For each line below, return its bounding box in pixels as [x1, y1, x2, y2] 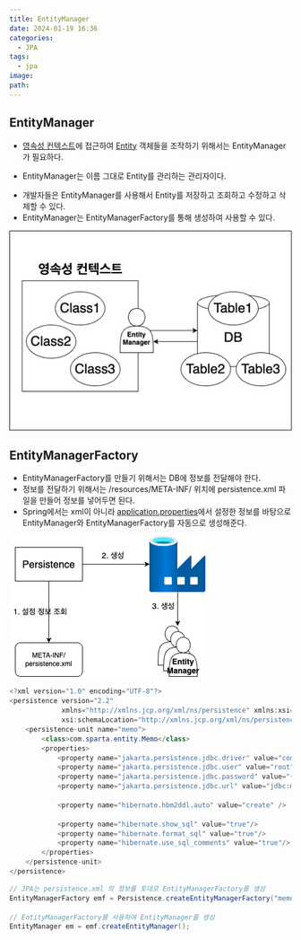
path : [9, 81, 30, 90]
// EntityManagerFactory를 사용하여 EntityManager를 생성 [9, 912, 215, 922]
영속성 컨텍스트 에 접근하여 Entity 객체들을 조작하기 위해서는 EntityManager [21, 140, 287, 151]
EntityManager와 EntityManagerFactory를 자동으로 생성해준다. [21, 517, 247, 529]
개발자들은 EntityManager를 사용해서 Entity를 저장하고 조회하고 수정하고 [21, 189, 278, 200]
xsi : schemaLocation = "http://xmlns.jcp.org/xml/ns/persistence [61, 716, 298, 725]
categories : [9, 33, 54, 42]
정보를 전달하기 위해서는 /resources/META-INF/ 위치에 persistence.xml [21, 484, 277, 495]
